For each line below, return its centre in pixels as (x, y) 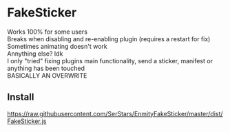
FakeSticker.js (27, 121)
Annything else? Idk (35, 54)
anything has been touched (46, 68)
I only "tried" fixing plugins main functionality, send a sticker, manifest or (110, 60)
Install (21, 97)
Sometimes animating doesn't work (57, 46)
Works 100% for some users (48, 32)
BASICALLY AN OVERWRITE (47, 75)
